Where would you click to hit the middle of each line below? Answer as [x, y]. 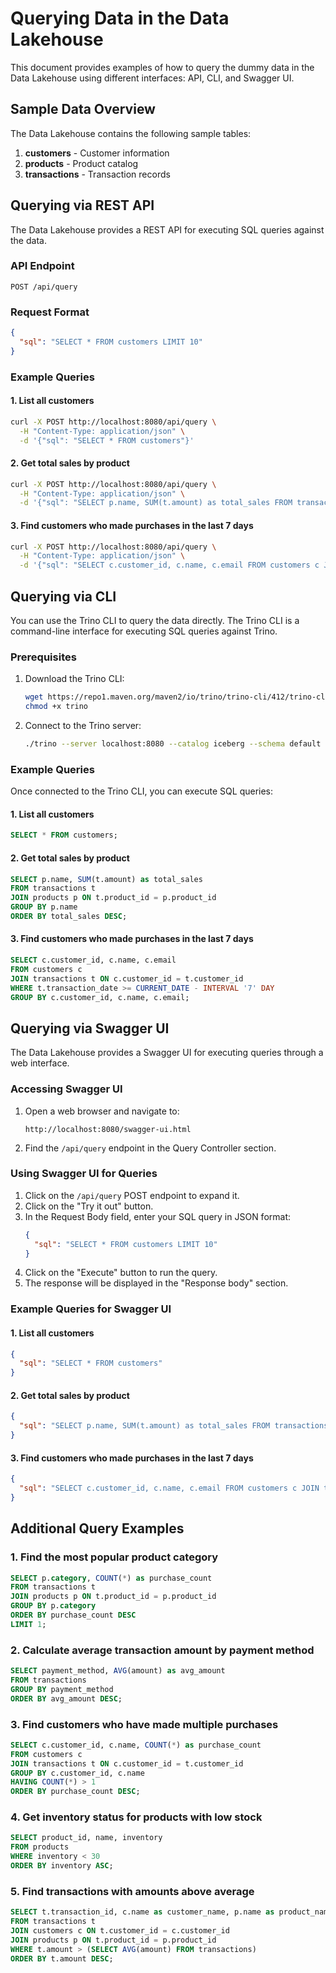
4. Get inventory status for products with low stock [136, 1817]
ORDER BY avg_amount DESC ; [66, 1698]
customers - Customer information [97, 153]
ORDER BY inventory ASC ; [62, 1866]
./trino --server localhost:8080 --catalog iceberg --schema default [173, 744]
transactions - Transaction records [97, 174]
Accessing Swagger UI [66, 1089]
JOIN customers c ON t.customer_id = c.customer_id [120, 1931]
